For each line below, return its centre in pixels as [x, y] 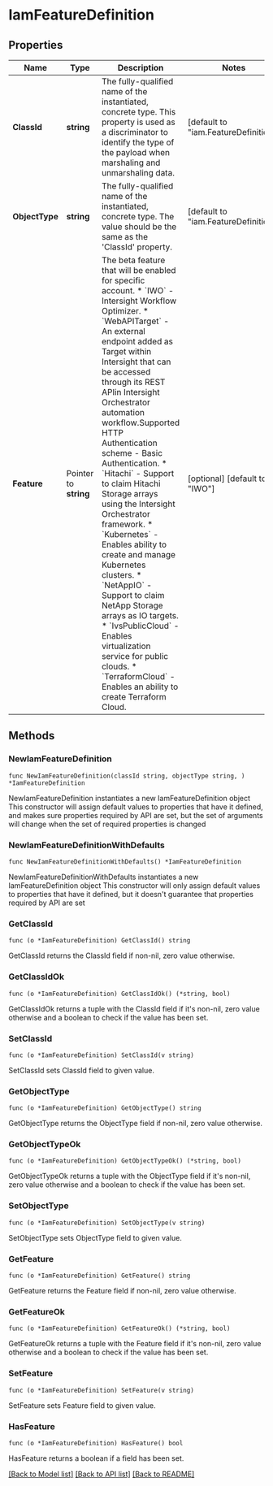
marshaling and [131, 162]
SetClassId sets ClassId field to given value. [81, 1070]
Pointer [80, 473]
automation [123, 412]
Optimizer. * [125, 311]
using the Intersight [139, 504]
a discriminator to [135, 132]
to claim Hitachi [131, 483]
